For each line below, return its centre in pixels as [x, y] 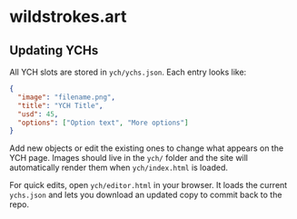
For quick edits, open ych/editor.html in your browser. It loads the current [148, 185]
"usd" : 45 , [38, 114]
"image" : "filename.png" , [67, 97]
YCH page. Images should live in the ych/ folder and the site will [129, 158]
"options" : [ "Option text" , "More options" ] [103, 123]
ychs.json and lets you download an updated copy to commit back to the [146, 195]
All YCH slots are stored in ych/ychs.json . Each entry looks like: [128, 72]
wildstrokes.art [68, 17]
